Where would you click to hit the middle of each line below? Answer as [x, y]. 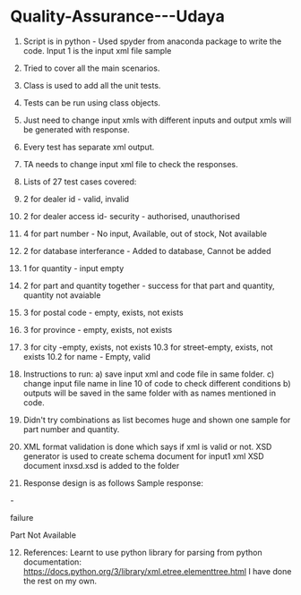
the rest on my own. [60, 581]
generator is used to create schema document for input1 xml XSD [143, 456]
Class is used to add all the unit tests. [92, 85]
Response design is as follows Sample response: [113, 483]
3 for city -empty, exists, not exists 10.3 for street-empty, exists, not [148, 347]
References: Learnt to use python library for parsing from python [142, 552]
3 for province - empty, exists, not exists [98, 329]
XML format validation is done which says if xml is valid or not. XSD [147, 446]
